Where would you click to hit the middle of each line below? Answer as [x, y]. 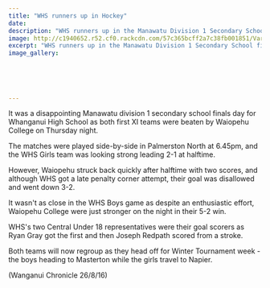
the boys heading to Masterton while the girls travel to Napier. [110, 260]
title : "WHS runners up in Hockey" [68, 16]
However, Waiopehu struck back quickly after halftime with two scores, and [133, 171]
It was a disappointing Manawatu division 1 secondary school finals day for [132, 113]
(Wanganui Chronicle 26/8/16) [58, 275]
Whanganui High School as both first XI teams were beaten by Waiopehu [129, 122]
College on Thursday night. [53, 130]
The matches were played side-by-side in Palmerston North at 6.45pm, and [133, 146]
